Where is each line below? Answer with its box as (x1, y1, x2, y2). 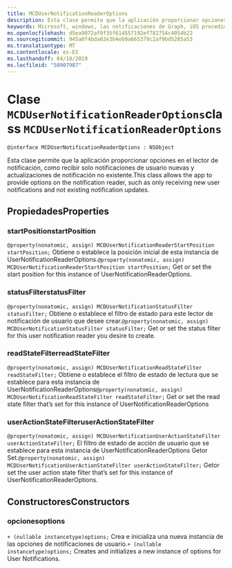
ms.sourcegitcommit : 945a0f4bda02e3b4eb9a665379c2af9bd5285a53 (7, 36, 193, 43)
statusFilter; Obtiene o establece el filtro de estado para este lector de (7, 309, 213, 317)
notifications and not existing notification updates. (7, 185, 150, 194)
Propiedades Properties (7, 205, 109, 217)
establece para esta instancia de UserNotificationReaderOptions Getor (7, 446, 209, 454)
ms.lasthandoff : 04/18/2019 (7, 55, 88, 62)
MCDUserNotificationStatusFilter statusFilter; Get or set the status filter (7, 323, 221, 332)
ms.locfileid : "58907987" (7, 62, 81, 69)
